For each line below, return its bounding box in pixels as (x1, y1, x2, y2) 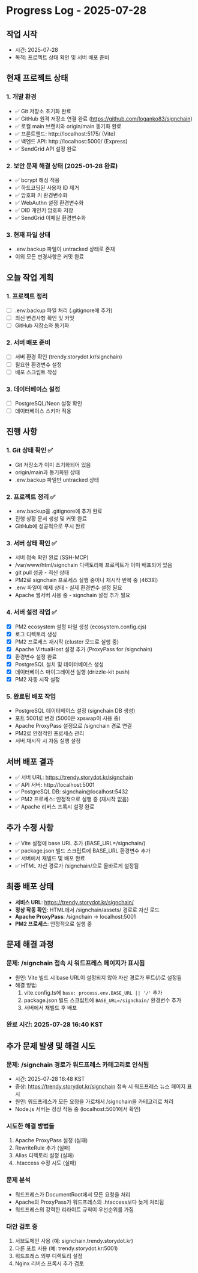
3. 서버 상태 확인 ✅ (6, 539, 57, 547)
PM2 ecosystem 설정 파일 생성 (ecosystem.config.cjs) (14, 623, 147, 630)
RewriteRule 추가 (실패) (14, 1144, 71, 1151)
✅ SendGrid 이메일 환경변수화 (14, 214, 86, 221)
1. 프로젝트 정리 (6, 292, 48, 300)
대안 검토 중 (6, 1222, 38, 1231)
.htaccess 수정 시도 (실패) (14, 1159, 77, 1166)
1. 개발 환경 (6, 93, 37, 101)
